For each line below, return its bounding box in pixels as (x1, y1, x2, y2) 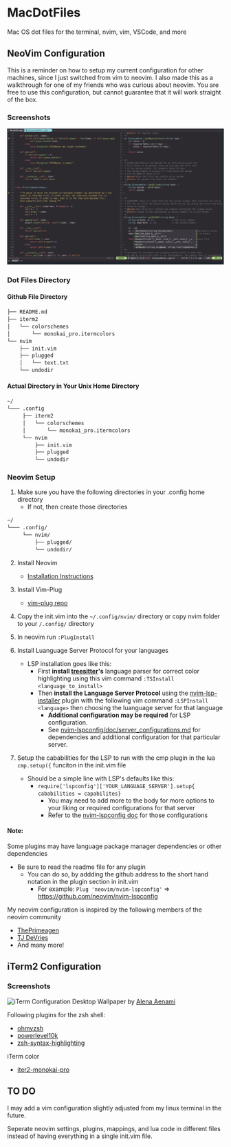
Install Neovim (16, 558, 58, 567)
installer (37, 696, 60, 705)
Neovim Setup (7, 473, 56, 482)
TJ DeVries (16, 934, 49, 941)
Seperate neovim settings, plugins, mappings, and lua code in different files (7, 1124, 221, 1133)
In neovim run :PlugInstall (16, 633, 95, 641)
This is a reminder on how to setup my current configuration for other (7, 66, 204, 74)
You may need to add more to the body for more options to (47, 796, 214, 805)
